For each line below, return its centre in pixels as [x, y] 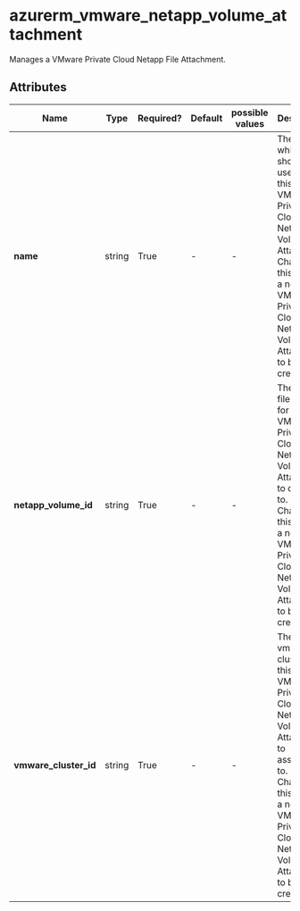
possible [250, 113]
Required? [160, 118]
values [250, 123]
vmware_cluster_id [55, 765]
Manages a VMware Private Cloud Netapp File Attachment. [117, 59]
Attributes [38, 87]
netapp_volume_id [54, 505]
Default [207, 118]
